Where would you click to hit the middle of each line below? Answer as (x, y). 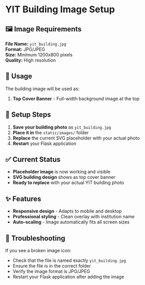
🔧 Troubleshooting (35, 238)
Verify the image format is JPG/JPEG (51, 271)
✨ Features (23, 199)
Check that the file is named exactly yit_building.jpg (69, 260)
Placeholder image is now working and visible (62, 172)
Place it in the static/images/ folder (51, 132)
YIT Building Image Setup (60, 9)
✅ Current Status (33, 160)
